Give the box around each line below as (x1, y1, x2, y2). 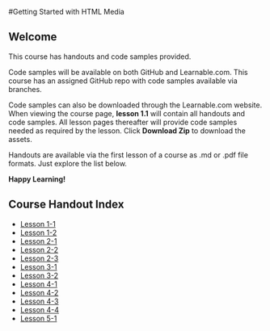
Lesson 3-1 (19, 262, 58, 271)
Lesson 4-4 (19, 304, 59, 314)
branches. (8, 84, 42, 94)
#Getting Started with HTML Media (8, 7, 125, 16)
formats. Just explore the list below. (8, 158, 128, 168)
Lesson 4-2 (19, 287, 59, 297)
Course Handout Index (8, 198, 124, 212)
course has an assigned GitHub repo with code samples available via (8, 76, 238, 86)
